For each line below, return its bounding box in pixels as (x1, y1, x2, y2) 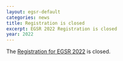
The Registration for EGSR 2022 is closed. (6, 48, 111, 55)
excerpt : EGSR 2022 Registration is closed (6, 25, 118, 32)
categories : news (6, 14, 50, 21)
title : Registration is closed (6, 20, 85, 26)
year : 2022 (6, 31, 34, 37)
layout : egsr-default (6, 8, 61, 15)
